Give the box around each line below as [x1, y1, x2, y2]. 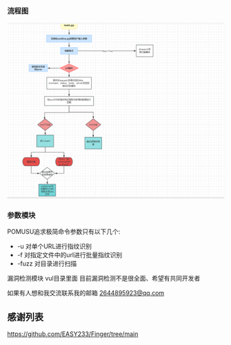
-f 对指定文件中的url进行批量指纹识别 [17, 251, 123, 259]
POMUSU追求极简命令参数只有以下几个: [7, 227, 121, 236]
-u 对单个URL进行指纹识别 [17, 242, 92, 250]
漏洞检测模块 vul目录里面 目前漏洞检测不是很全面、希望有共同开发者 [7, 274, 201, 283]
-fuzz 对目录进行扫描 [17, 259, 77, 268]
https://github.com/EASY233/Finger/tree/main [7, 330, 139, 338]
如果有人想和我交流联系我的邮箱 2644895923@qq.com [7, 289, 165, 297]
